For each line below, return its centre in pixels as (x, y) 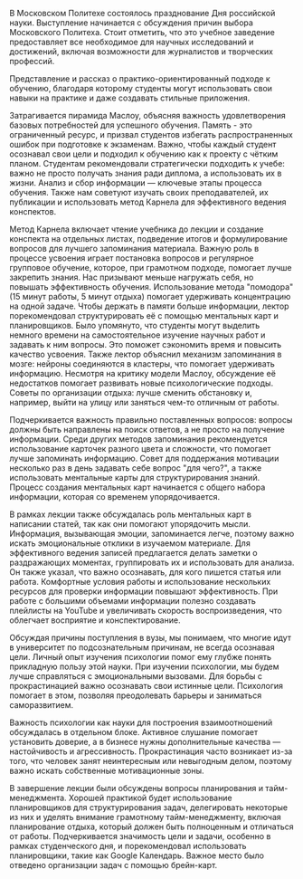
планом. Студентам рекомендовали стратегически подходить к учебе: (147, 163)
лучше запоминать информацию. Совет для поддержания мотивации (144, 458)
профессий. (32, 61)
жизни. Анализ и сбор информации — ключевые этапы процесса (136, 183)
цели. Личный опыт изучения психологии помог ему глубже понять (141, 657)
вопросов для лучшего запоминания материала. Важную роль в (134, 248)
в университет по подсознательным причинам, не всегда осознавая (142, 647)
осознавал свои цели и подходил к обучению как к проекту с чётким (144, 154)
